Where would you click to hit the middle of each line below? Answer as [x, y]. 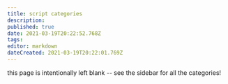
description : [26, 20]
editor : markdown [32, 46]
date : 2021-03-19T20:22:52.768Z [54, 33]
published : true [31, 27]
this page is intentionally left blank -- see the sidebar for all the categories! [114, 72]
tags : [15, 40]
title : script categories [45, 14]
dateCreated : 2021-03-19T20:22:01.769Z [65, 53]
